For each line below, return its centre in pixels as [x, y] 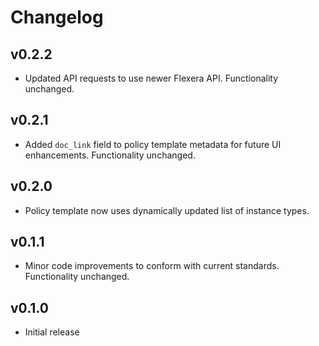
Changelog [57, 17]
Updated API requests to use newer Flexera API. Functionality [151, 78]
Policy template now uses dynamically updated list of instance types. [167, 210]
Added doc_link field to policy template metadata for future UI [153, 144]
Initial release [52, 332]
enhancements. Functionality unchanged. [110, 155]
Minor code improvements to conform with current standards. [152, 266]
